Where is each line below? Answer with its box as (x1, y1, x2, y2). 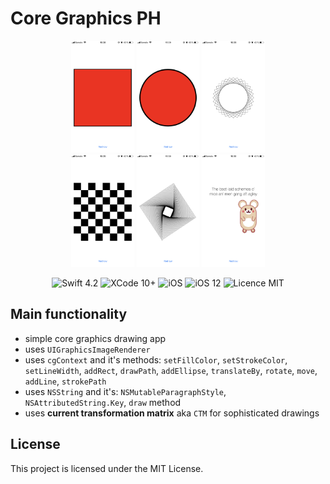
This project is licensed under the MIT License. (10, 462, 204, 474)
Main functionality (10, 306, 128, 323)
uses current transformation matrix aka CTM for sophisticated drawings (24, 407, 320, 419)
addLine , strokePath (24, 375, 107, 387)
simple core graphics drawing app (24, 332, 167, 344)
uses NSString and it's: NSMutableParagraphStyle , (24, 385, 227, 397)
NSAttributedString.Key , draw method (24, 396, 182, 408)
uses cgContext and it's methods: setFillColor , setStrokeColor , (24, 353, 288, 366)
